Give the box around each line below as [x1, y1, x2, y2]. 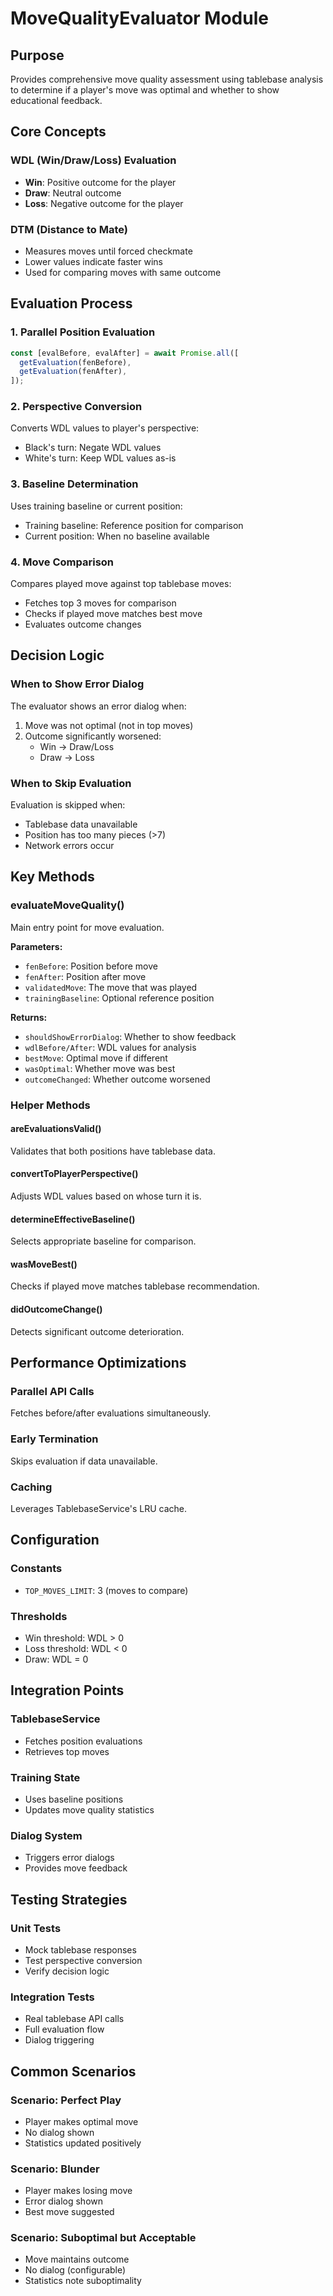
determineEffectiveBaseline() [10, 1213, 136, 1225]
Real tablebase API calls [24, 2013, 125, 2025]
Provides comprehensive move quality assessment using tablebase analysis [10, 73, 324, 85]
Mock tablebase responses [24, 1943, 137, 1956]
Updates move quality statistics [24, 1803, 155, 1816]
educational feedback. [10, 95, 103, 106]
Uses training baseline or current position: [10, 500, 183, 512]
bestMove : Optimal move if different [24, 1052, 168, 1064]
